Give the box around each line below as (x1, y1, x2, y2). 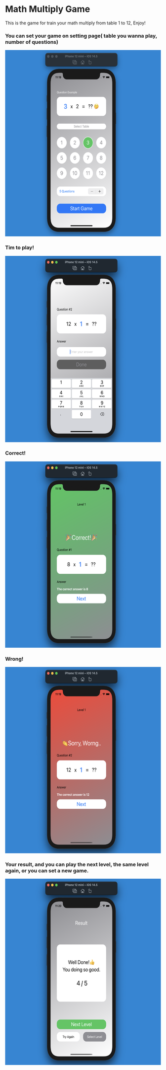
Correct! (5, 450, 26, 457)
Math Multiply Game (5, 3, 90, 15)
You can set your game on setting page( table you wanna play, (5, 32, 157, 39)
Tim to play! (5, 244, 35, 251)
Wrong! (5, 655, 24, 662)
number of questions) (5, 38, 58, 45)
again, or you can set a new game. (5, 867, 89, 874)
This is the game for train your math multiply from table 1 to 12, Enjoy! (5, 20, 146, 26)
